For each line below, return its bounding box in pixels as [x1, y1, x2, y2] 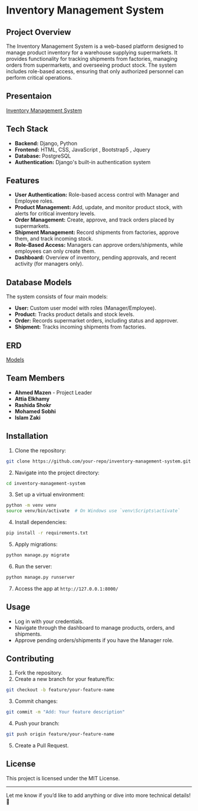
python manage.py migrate [6, 552, 70, 558]
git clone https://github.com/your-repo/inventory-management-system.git [6, 458, 192, 464]
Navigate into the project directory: [14, 469, 100, 476]
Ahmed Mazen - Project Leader [14, 389, 93, 396]
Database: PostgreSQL [14, 152, 71, 159]
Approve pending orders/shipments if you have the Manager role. [14, 636, 174, 644]
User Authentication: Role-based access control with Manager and [14, 191, 180, 198]
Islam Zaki [14, 414, 41, 421]
